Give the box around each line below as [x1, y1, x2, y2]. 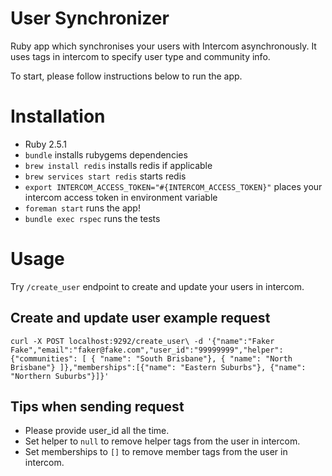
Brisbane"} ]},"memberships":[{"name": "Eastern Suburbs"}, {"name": [10, 362, 307, 372]
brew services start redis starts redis [24, 170, 187, 182]
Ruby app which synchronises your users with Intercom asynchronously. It [10, 40, 317, 52]
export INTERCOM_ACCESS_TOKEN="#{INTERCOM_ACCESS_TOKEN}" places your [24, 180, 323, 192]
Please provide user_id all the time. [24, 425, 170, 437]
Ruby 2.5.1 [24, 138, 68, 150]
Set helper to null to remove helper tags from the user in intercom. [24, 435, 301, 447]
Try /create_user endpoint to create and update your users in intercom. [10, 280, 305, 292]
